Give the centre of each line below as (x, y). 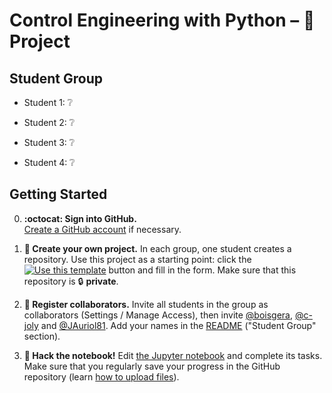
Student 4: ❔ (49, 162)
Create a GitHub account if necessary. (102, 229)
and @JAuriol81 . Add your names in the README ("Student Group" (178, 325)
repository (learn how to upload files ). (101, 376)
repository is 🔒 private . (71, 281)
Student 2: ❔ (49, 122)
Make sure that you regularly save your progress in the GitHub (152, 366)
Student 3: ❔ (49, 142)
